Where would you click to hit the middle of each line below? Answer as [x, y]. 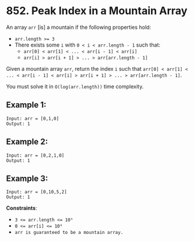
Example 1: [26, 105]
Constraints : [22, 208]
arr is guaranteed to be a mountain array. [69, 233]
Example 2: [27, 142]
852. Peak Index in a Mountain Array [97, 11]
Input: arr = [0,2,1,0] [35, 155]
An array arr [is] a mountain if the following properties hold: [79, 27]
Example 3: [27, 178]
